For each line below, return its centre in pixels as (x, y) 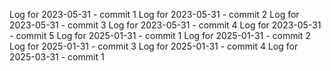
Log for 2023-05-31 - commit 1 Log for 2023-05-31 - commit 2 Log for (154, 14)
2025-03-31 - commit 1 (57, 57)
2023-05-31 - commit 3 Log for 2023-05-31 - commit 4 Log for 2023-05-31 (165, 25)
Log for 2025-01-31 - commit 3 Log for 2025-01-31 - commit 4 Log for (154, 46)
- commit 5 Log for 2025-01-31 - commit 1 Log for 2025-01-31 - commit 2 (160, 35)
